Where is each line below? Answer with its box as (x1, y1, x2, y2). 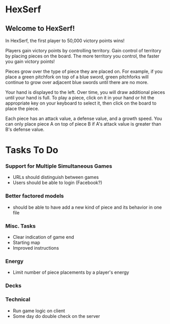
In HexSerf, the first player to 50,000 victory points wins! (5, 37, 125, 44)
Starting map (12, 239, 40, 246)
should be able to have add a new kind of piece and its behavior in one (12, 204, 162, 210)
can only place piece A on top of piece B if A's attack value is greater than (5, 121, 161, 127)
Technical (5, 296, 31, 303)
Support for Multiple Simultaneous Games (5, 163, 113, 170)
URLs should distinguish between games (12, 174, 99, 180)
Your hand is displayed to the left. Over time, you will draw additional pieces (5, 89, 165, 95)
